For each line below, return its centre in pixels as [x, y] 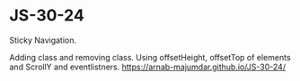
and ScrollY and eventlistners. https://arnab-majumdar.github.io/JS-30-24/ [147, 67]
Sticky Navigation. [43, 40]
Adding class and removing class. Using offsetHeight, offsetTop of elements [150, 57]
